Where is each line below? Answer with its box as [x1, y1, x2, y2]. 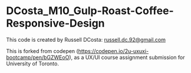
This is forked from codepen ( [6, 47, 78, 54]
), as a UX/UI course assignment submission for [68, 54, 185, 61]
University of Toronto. [6, 60, 59, 67]
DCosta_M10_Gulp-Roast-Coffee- [6, 4, 174, 18]
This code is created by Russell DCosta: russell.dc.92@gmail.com [6, 36, 166, 43]
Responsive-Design [6, 16, 105, 30]
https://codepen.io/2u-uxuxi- [78, 47, 149, 54]
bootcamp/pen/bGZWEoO [6, 54, 70, 61]
